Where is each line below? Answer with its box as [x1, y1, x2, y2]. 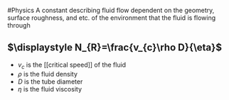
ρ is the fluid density [17, 70, 78, 78]
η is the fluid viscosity [17, 84, 82, 93]
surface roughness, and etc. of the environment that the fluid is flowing [7, 13, 216, 22]
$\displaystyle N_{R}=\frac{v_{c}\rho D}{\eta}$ [7, 42, 223, 54]
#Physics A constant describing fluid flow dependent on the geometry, [7, 6, 215, 14]
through [7, 21, 31, 29]
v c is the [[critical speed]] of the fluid [17, 60, 127, 70]
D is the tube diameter [17, 77, 83, 86]
